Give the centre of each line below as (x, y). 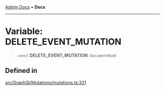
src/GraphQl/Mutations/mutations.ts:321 (46, 82)
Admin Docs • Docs (25, 7)
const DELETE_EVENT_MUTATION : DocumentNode (67, 55)
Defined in (21, 71)
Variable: (24, 32)
